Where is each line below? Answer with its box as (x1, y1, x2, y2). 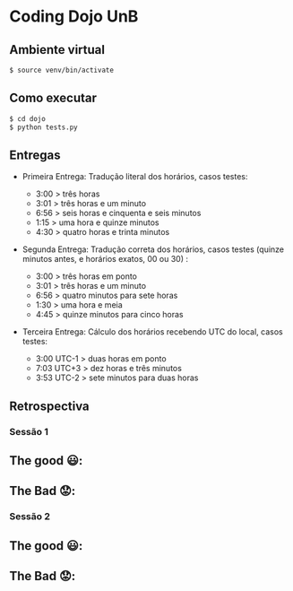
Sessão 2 (9, 510, 51, 523)
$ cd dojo (9, 114, 47, 123)
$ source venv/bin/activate (9, 65, 115, 74)
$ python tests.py (9, 123, 78, 132)
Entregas (9, 147, 61, 162)
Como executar (9, 91, 97, 106)
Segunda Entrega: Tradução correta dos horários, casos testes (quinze (22, 244, 285, 255)
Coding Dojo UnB (9, 6, 139, 27)
